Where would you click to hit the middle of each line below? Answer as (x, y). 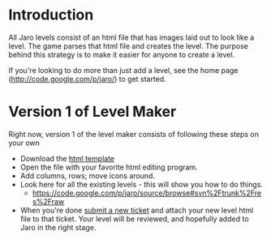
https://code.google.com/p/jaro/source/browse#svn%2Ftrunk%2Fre (147, 193)
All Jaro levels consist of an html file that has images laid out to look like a (131, 37)
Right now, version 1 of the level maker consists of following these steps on (134, 134)
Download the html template (67, 158)
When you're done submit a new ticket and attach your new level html (137, 210)
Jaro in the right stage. (58, 227)
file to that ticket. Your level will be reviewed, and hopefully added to (134, 219)
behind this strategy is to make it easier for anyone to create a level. (122, 54)
